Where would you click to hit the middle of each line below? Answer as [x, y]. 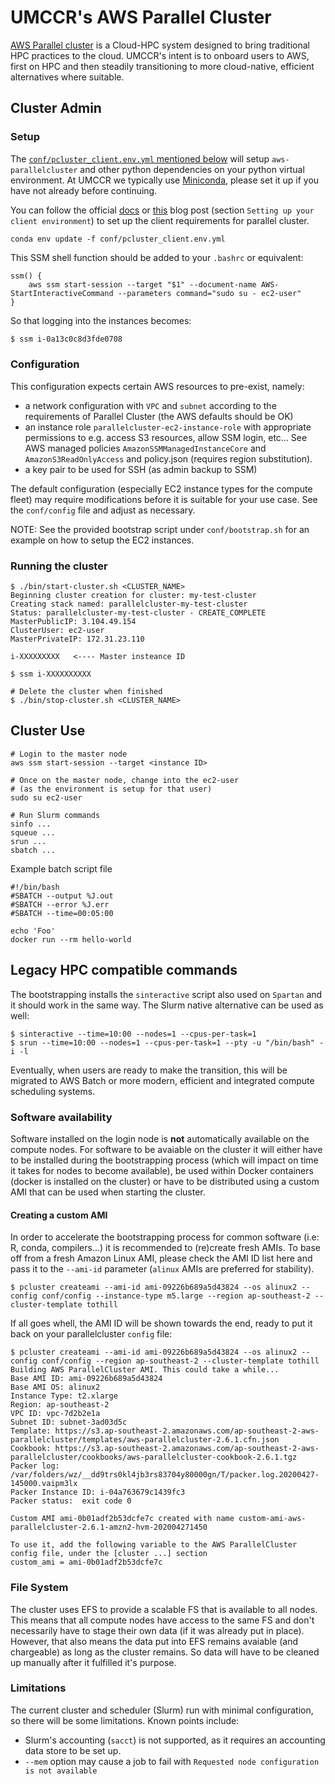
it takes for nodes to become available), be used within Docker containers [162, 1171]
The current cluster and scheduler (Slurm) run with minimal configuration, [162, 1710]
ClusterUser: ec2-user [57, 631]
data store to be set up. [73, 1750]
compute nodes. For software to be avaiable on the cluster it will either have [166, 1150]
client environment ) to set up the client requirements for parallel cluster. [160, 220]
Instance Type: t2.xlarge [64, 1396]
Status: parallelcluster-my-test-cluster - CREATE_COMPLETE [138, 613]
